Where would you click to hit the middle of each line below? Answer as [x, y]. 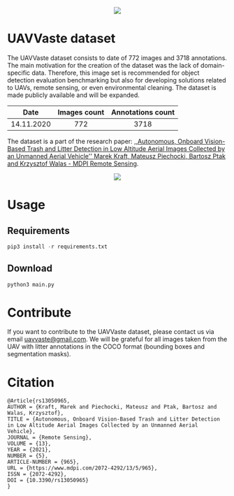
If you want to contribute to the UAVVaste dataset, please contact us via [111, 332]
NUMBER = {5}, [28, 456]
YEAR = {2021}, [29, 450]
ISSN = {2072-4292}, [37, 474]
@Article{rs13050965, [39, 401]
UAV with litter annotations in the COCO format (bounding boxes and [106, 347]
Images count [81, 112]
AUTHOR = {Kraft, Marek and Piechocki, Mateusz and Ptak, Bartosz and [112, 407]
